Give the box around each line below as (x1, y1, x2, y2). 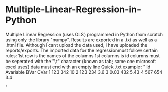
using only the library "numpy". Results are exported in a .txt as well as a (5, 37, 157, 43)
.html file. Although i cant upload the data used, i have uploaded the (5, 42, 148, 48)
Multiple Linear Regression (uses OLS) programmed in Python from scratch (5, 31, 163, 37)
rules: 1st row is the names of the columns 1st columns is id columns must (5, 52, 160, 59)
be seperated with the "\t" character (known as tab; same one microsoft (5, 58, 156, 64)
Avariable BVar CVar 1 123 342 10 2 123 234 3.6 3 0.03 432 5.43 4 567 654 (5, 69, 163, 75)
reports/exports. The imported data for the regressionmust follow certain (5, 47, 158, 53)
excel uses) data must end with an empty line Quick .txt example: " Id (5, 64, 151, 70)
